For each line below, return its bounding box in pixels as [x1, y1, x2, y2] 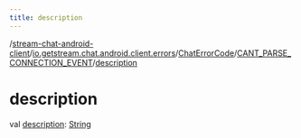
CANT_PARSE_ [236, 47, 292, 59]
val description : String [9, 118, 92, 129]
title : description [9, 13, 83, 23]
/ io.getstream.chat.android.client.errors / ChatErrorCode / [29, 47, 238, 59]
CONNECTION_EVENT [9, 57, 93, 68]
